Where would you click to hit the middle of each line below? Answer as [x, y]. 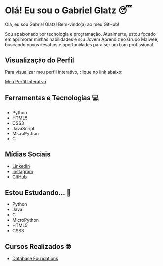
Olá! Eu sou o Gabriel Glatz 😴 [69, 11]
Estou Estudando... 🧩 [38, 192]
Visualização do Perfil [40, 60]
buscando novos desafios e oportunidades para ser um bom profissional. [80, 44]
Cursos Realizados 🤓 [38, 246]
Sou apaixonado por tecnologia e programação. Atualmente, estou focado [80, 34]
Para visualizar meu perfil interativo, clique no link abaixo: [64, 72]
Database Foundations [35, 258]
